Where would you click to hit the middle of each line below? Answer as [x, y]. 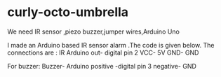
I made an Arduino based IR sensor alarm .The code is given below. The [111, 45]
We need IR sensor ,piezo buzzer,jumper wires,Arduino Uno [94, 31]
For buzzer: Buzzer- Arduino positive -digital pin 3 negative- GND [102, 66]
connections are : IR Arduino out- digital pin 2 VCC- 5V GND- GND [103, 52]
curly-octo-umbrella [68, 12]
